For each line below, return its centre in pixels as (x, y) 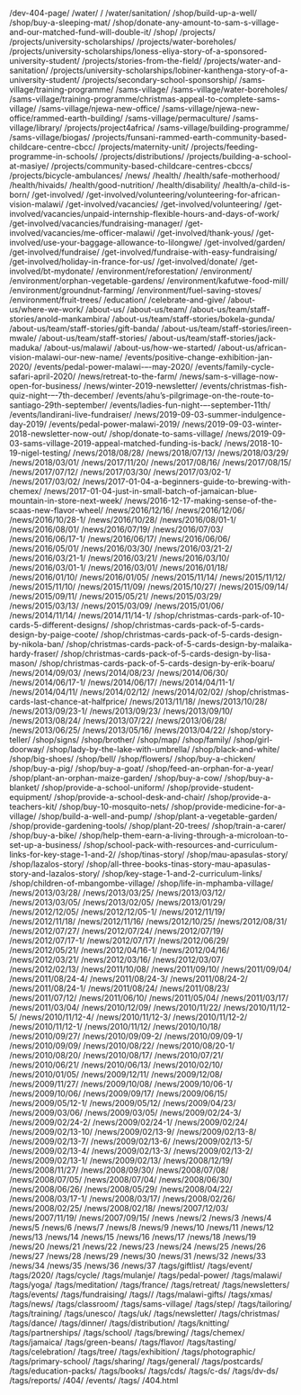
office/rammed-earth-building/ (66, 118)
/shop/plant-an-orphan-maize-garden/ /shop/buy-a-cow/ (116, 778)
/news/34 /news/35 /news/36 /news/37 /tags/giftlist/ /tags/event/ (131, 1265)
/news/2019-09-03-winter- (232, 424)
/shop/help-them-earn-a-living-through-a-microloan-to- (184, 835)
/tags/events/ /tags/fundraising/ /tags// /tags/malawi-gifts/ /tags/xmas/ (141, 1294)
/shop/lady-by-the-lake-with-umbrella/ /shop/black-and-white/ (163, 749)
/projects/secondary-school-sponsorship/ (160, 80)
